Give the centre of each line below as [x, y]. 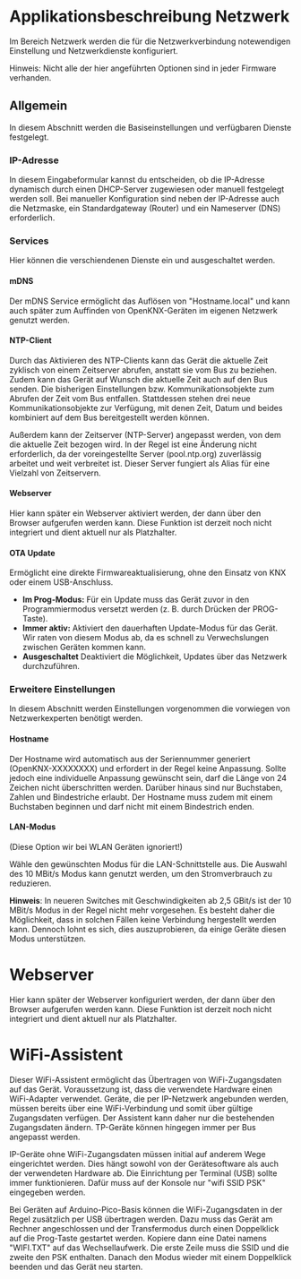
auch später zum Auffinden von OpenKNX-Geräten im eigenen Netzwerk [143, 310]
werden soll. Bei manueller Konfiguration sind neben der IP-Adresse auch [144, 199]
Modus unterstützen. [48, 939]
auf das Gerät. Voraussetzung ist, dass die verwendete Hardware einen [141, 1089]
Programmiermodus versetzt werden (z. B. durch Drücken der [136, 609]
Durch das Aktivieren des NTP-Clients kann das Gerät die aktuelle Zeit [139, 360]
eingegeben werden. [47, 1192]
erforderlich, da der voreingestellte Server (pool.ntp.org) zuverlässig [135, 453]
